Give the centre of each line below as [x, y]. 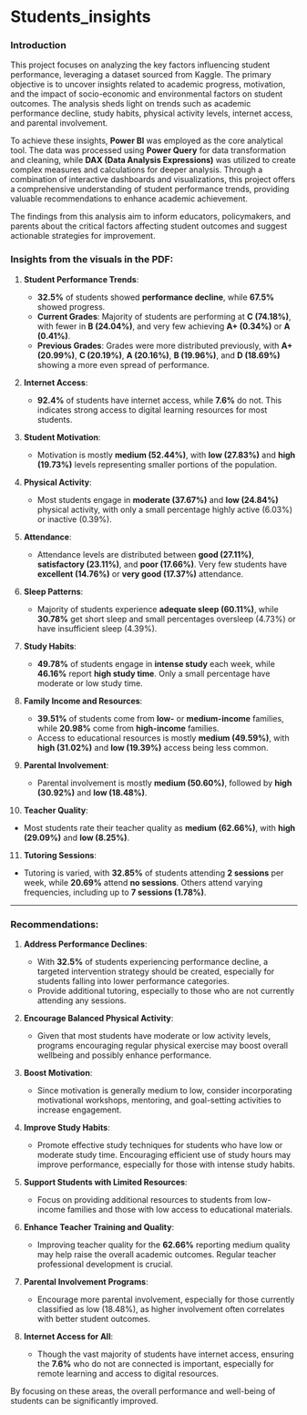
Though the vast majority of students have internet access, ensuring [165, 1354]
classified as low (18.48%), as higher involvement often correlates [161, 1309]
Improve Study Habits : [67, 1128]
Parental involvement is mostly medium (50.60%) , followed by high [164, 783]
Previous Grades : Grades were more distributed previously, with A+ [165, 345]
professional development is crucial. [105, 1265]
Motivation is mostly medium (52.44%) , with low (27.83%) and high [166, 455]
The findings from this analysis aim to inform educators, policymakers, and [150, 217]
